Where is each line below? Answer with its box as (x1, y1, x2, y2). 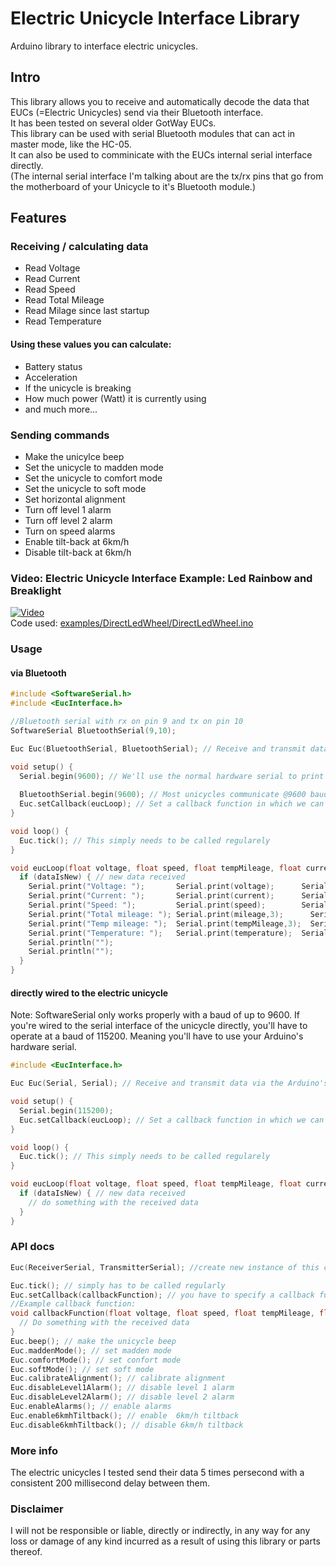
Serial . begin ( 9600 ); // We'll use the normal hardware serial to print (19, 771, 325, 781)
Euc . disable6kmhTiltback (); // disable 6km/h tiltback (10, 1420, 244, 1430)
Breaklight (10, 583, 62, 597)
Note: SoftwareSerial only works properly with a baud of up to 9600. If (10, 1009, 301, 1021)
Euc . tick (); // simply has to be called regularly (10, 1280, 226, 1291)
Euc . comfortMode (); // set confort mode (10, 1355, 182, 1365)
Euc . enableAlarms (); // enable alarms (10, 1402, 172, 1412)
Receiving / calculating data (10, 240, 149, 254)
